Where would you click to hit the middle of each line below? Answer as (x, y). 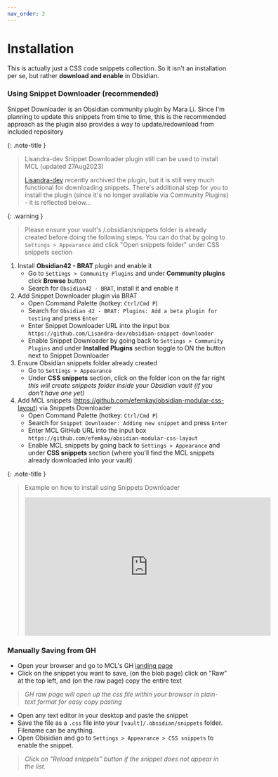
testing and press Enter (63, 318)
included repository (35, 132)
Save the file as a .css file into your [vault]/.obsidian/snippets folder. (120, 723)
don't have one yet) (56, 393)
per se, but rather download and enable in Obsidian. (83, 75)
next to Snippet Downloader (68, 355)
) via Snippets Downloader (73, 408)
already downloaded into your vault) (80, 460)
